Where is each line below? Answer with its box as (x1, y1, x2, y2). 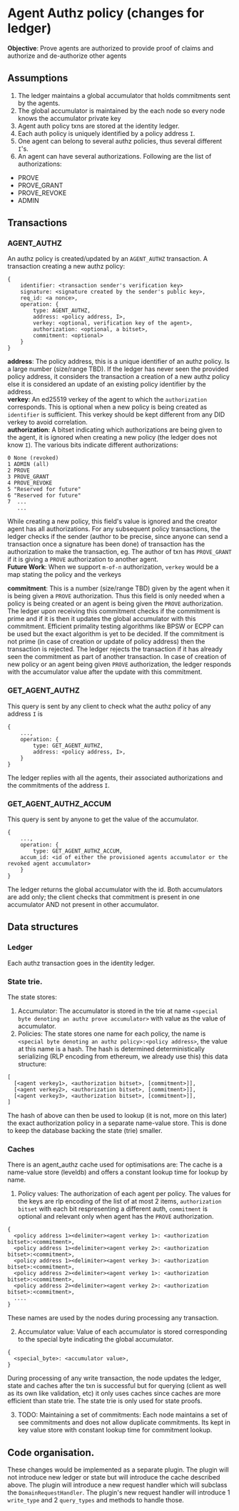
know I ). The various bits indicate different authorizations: (7, 441, 178, 450)
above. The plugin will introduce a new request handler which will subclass (7, 1481, 228, 1490)
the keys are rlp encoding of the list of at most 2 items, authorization (17, 1197, 222, 1206)
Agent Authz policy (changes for (7, 5, 205, 21)
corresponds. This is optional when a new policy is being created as (7, 402, 208, 412)
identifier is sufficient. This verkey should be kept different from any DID (7, 410, 225, 419)
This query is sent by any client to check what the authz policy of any (7, 702, 212, 710)
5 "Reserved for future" (7, 486, 81, 493)
